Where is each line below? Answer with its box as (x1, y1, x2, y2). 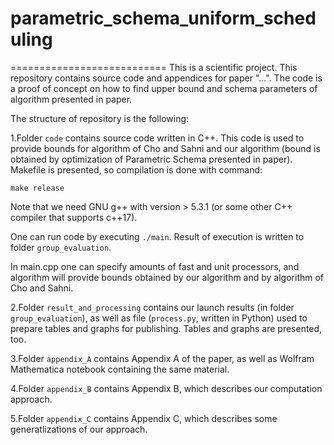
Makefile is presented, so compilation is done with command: (10, 163, 263, 176)
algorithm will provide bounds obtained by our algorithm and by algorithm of (10, 271, 325, 283)
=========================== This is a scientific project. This (10, 61, 298, 73)
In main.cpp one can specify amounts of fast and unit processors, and (10, 260, 300, 272)
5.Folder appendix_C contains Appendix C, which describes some (10, 412, 278, 424)
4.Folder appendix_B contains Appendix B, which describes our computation (10, 382, 323, 394)
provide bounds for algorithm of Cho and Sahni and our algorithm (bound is (10, 142, 321, 154)
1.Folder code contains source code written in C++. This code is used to (10, 132, 305, 144)
